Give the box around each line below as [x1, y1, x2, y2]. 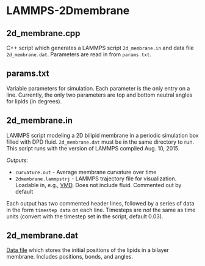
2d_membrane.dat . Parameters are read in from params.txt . [6, 51, 151, 58]
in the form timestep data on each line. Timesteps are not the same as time [6, 206, 196, 213]
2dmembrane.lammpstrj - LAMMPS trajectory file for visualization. [15, 175, 177, 182]
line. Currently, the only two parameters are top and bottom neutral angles [6, 91, 193, 98]
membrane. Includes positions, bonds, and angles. [6, 253, 133, 260]
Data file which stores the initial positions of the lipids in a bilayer [6, 246, 170, 254]
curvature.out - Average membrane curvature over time [15, 168, 157, 175]
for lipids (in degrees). [6, 97, 62, 105]
